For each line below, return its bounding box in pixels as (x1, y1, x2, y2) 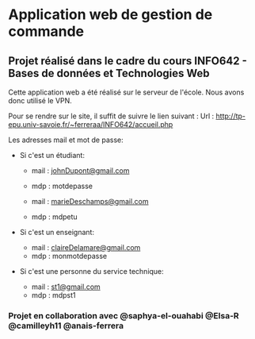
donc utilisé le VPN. (8, 96, 73, 105)
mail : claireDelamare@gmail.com (31, 243, 141, 252)
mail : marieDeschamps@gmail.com (31, 197, 149, 206)
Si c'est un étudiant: (19, 151, 86, 160)
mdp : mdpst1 (31, 291, 76, 299)
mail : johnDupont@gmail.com (31, 166, 130, 175)
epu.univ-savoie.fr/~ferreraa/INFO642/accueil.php (8, 120, 173, 129)
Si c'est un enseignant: (19, 228, 95, 237)
